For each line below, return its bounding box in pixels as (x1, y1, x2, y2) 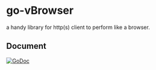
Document (6, 41, 46, 51)
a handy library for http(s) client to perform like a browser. (6, 24, 151, 31)
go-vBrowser (6, 4, 74, 17)
